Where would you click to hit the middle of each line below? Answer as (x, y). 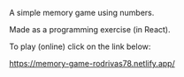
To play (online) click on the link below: (80, 46)
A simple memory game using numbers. (82, 13)
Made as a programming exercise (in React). (90, 29)
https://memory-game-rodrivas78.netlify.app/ (92, 63)
